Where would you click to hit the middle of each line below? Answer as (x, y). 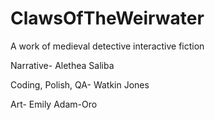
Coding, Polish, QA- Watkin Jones (80, 84)
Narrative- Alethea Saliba (62, 65)
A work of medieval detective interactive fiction (107, 46)
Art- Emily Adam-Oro (54, 104)
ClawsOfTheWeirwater (107, 18)
